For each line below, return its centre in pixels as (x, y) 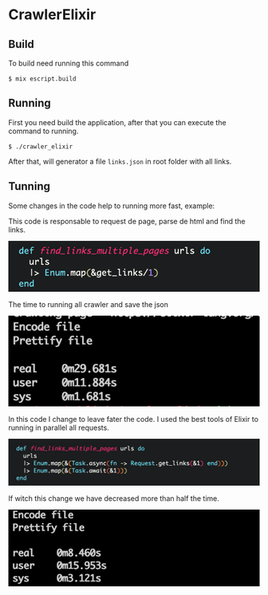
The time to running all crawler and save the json (89, 305)
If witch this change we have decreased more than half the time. (114, 498)
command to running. (43, 131)
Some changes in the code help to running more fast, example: (112, 206)
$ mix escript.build (43, 79)
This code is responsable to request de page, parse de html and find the (127, 221)
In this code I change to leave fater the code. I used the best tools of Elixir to (134, 420)
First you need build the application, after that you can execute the (117, 122)
